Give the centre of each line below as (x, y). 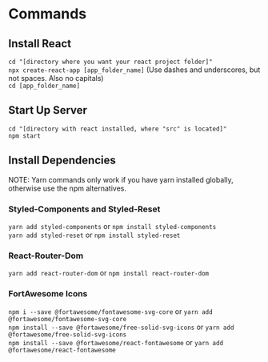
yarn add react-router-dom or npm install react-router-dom (109, 273)
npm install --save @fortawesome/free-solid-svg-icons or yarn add (121, 327)
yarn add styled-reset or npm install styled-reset (94, 235)
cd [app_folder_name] (44, 86)
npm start (25, 136)
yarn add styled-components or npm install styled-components (112, 226)
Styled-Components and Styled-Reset (84, 209)
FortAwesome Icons (48, 294)
